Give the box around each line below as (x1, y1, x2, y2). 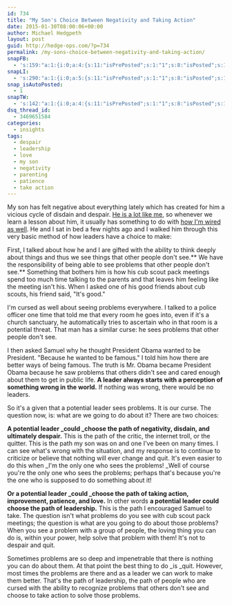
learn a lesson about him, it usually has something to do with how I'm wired (7, 217, 221, 226)
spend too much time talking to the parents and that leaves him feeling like (7, 275, 219, 284)
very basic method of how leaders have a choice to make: (7, 233, 172, 241)
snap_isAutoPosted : (7, 81, 64, 88)
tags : (7, 132, 23, 139)
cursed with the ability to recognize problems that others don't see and (7, 584, 209, 592)
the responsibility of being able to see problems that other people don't (7, 260, 210, 269)
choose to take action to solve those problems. (7, 591, 141, 600)
